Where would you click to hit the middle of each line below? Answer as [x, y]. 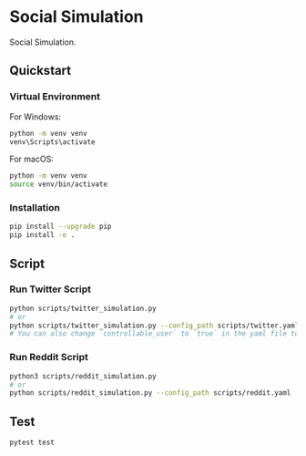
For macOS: [32, 159]
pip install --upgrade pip [61, 227]
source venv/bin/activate [58, 184]
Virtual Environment [55, 97]
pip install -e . [42, 235]
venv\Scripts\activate [52, 142]
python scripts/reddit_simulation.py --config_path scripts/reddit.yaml [150, 393]
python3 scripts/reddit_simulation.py [83, 376]
